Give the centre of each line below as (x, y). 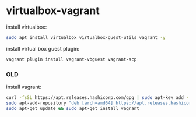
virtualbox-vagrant (53, 11)
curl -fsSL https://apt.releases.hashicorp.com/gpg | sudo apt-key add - (98, 97)
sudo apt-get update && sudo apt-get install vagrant (73, 108)
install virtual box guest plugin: (43, 48)
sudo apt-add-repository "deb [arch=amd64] (60, 103)
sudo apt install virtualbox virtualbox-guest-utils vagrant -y (86, 37)
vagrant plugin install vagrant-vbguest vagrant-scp (71, 59)
